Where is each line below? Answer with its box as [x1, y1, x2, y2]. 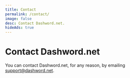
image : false [5, 16, 32, 21]
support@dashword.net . [5, 68, 55, 74]
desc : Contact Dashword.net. [5, 20, 65, 26]
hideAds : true [5, 25, 34, 30]
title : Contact [5, 7, 36, 12]
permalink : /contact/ [5, 12, 50, 17]
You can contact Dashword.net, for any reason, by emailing [5, 62, 126, 68]
